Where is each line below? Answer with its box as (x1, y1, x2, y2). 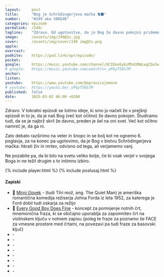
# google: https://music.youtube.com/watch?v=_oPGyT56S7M (5, 67, 131, 72)
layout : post (5, 7, 41, 12)
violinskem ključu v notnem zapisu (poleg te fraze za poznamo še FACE (12, 216, 157, 222)
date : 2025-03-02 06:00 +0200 (5, 94, 80, 99)
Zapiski (5, 179, 21, 185)
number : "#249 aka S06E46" (5, 16, 69, 21)
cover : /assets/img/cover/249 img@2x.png (5, 39, 102, 44)
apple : (5, 44, 19, 49)
